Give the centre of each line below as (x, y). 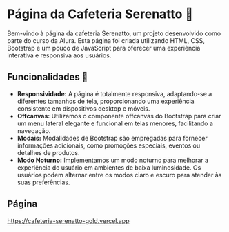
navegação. (34, 130)
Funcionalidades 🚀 (48, 77)
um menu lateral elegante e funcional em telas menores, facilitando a (115, 123)
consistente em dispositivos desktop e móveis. (83, 108)
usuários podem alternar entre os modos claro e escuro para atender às (119, 175)
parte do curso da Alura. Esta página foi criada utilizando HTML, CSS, (106, 40)
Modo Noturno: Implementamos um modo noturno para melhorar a (113, 160)
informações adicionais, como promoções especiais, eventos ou (109, 145)
